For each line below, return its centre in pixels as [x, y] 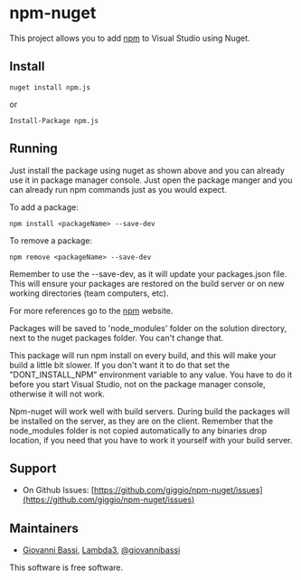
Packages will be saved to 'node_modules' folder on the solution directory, [148, 328]
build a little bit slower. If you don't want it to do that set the [120, 365]
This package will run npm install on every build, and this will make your [143, 355]
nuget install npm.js [50, 87]
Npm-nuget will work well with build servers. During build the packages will [150, 411]
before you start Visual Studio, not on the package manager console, [138, 384]
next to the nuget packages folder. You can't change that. [117, 338]
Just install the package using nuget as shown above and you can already [147, 170]
